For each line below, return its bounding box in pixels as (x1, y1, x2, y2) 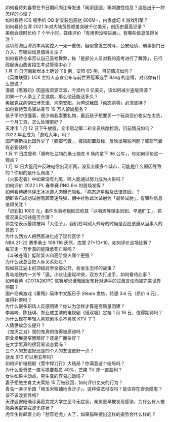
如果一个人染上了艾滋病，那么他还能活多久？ (5, 94, 99, 99)
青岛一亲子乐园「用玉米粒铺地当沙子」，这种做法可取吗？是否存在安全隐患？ (5, 386, 163, 391)
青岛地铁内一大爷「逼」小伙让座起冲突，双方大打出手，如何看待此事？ (5, 272, 152, 277)
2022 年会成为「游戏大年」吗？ (5, 132, 71, 137)
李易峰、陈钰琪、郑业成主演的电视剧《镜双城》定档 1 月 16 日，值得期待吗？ (5, 310, 163, 315)
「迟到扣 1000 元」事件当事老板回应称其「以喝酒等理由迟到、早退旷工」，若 (5, 208, 162, 214)
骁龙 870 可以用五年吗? (5, 354, 54, 360)
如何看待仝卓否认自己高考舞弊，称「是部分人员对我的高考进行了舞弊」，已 (5, 55, 158, 61)
